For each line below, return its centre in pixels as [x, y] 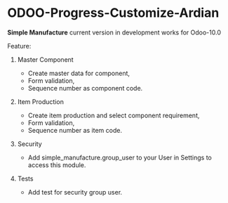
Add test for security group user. [75, 192]
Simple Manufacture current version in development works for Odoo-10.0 [114, 32]
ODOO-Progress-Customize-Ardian [113, 13]
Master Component [45, 59]
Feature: [19, 46]
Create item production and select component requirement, [114, 115]
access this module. [57, 165]
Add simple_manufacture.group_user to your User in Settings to [120, 157]
